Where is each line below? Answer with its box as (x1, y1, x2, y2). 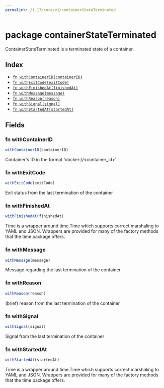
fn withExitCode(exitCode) (12, 80, 69, 85)
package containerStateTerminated (5, 29, 157, 40)
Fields (5, 121, 25, 129)
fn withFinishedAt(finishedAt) (12, 85, 78, 91)
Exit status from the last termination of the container (5, 190, 113, 196)
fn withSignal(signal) (12, 102, 60, 107)
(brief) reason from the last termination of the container (5, 300, 120, 306)
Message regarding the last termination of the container (5, 267, 121, 273)
